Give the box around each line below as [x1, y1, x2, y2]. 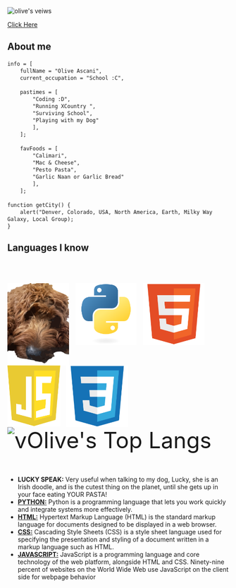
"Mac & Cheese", [32, 159, 80, 166]
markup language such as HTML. [17, 543, 114, 551]
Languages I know [7, 242, 89, 254]
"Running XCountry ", [32, 102, 97, 109]
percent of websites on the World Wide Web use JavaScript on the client [17, 565, 229, 574]
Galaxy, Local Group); [7, 215, 74, 222]
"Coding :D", [32, 95, 71, 102]
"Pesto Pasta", [32, 166, 77, 173]
